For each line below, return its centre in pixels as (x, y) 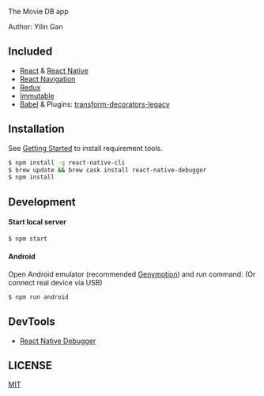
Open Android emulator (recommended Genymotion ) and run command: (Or (132, 274)
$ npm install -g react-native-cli (67, 162)
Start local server (38, 222)
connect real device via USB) (55, 282)
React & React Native (54, 70)
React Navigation (47, 79)
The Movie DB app (38, 11)
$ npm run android (38, 297)
